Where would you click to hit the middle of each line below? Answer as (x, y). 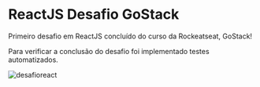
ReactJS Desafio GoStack (94, 14)
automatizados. (33, 60)
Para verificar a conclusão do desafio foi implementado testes (109, 51)
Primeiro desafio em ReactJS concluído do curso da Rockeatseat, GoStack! (130, 36)
